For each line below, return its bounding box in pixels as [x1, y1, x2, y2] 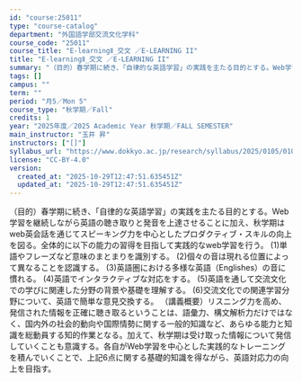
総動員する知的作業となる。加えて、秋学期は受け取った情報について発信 [24, 330, 292, 341]
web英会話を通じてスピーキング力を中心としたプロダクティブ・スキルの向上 [9, 228, 292, 239]
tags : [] [9, 72, 42, 81]
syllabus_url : [9, 147, 63, 155]
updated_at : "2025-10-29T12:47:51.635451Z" [17, 181, 182, 190]
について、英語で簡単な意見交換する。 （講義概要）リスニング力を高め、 [16, 296, 287, 306]
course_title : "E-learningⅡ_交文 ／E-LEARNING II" [9, 47, 199, 56]
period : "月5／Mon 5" [9, 96, 88, 106]
